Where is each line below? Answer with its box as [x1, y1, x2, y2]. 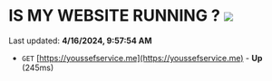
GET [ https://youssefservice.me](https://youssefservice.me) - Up [21, 52, 263, 63]
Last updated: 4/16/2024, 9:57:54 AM [8, 35, 152, 46]
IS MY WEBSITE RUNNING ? [8, 5, 221, 26]
